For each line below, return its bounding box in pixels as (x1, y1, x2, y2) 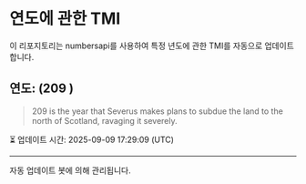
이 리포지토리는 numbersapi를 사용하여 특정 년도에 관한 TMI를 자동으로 (9, 40, 263, 51)
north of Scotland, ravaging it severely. (31, 115, 178, 126)
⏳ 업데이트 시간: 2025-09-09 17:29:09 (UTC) (9, 134, 175, 145)
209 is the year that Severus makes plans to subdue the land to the (31, 106, 284, 117)
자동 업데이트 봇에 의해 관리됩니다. (9, 165, 131, 176)
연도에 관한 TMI (9, 8, 121, 29)
